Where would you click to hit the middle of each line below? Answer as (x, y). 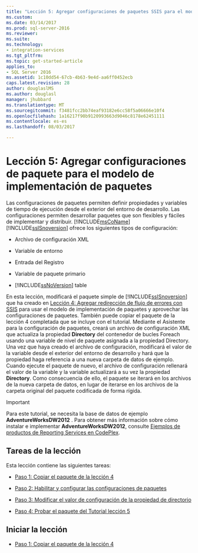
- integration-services (35, 50)
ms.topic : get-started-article (44, 61)
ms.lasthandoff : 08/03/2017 (41, 127)
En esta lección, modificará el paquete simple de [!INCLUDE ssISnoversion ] (97, 297)
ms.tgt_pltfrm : (25, 56)
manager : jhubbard (29, 99)
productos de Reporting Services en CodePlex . (63, 432)
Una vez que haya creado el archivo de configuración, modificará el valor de (99, 347)
